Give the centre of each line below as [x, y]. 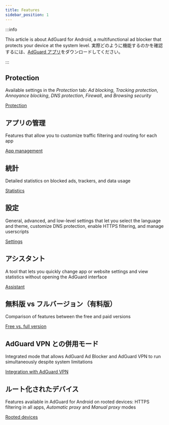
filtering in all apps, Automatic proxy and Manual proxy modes [71, 407]
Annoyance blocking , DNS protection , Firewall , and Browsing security [78, 96]
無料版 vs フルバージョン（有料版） [61, 304]
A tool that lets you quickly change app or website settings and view [77, 271]
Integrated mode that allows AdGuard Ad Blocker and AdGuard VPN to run [83, 357]
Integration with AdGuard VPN [37, 372]
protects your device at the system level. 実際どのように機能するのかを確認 [84, 45]
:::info [11, 29]
